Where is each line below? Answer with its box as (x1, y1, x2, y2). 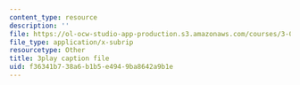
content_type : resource (9, 12, 98, 22)
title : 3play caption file (9, 54, 110, 63)
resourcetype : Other (9, 46, 87, 55)
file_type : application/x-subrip (9, 37, 134, 47)
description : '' (9, 21, 70, 30)
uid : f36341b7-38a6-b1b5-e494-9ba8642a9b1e (9, 63, 174, 72)
